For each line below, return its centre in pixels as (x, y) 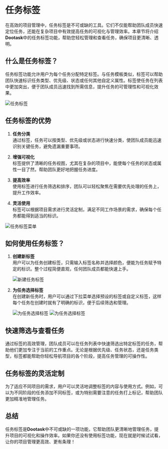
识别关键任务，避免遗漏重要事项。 (47, 146)
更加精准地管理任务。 (27, 399)
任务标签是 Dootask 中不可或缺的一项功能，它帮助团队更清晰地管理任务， (80, 429)
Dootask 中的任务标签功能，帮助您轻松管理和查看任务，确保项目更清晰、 (80, 37)
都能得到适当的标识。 (39, 215)
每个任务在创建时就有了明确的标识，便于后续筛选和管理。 (71, 302)
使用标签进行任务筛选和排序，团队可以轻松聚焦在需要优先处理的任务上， (87, 186)
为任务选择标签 (28, 290)
